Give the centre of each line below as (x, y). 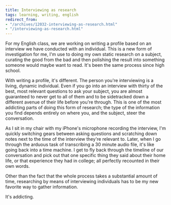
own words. (18, 166)
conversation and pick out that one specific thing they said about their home (86, 156)
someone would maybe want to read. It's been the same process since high (85, 65)
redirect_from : (21, 19)
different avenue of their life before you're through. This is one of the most (83, 102)
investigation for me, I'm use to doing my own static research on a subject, (84, 55)
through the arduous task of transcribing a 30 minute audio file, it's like (80, 145)
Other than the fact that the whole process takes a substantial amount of (81, 176)
